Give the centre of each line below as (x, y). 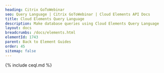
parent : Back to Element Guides (38, 42)
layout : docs (18, 28)
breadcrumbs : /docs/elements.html (41, 33)
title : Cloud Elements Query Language (45, 19)
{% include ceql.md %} (29, 65)
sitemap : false (21, 51)
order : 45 (15, 46)
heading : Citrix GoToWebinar (35, 10)
